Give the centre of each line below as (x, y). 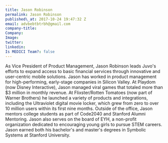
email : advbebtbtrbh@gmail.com (38, 24)
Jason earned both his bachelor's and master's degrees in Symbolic (76, 129)
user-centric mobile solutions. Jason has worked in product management (81, 76)
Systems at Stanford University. (38, 135)
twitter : (14, 42)
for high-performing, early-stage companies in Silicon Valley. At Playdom (80, 82)
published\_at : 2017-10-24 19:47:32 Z (46, 19)
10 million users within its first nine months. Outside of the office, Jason (79, 108)
